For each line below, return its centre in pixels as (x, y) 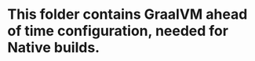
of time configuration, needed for (118, 31)
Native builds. (53, 48)
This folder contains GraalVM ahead (127, 14)
